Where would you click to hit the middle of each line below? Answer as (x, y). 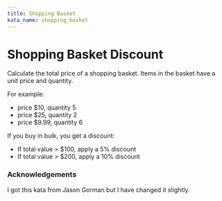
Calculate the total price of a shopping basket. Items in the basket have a (111, 73)
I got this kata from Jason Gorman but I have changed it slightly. (99, 190)
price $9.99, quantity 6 (50, 123)
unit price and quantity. (40, 81)
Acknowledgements (42, 175)
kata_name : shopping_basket (48, 20)
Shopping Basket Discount (85, 54)
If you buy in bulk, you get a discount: (61, 136)
